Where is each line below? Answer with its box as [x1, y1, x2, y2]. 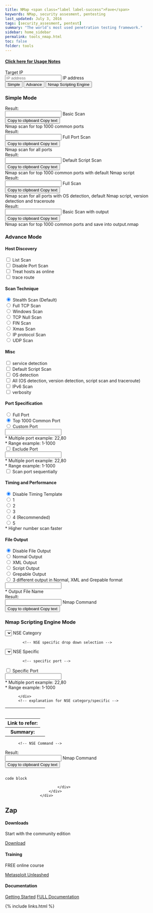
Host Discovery [5, 245, 38, 251]
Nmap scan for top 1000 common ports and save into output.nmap [5, 222, 139, 227]
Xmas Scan [12, 326, 36, 332]
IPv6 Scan [12, 384, 33, 389]
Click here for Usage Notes [5, 59, 61, 64]
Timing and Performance [5, 480, 57, 486]
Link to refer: [7, 719, 38, 726]
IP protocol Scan [12, 332, 46, 338]
